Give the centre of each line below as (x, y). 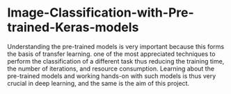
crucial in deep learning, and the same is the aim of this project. (98, 83)
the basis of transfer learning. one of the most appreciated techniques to (111, 54)
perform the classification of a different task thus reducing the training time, (116, 61)
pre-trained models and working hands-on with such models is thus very (112, 76)
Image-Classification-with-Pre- (101, 13)
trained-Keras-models (73, 27)
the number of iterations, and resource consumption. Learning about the (111, 68)
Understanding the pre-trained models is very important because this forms (116, 46)
